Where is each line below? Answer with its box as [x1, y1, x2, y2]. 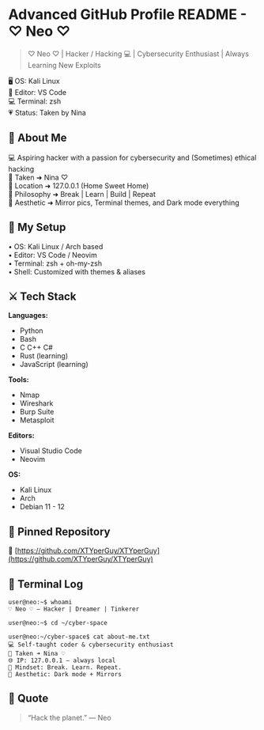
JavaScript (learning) [19, 360, 89, 369]
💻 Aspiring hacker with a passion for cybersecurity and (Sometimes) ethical [8, 153, 257, 162]
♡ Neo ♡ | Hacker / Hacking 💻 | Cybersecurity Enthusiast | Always [27, 49, 249, 59]
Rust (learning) [19, 351, 69, 361]
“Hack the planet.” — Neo [27, 713, 112, 722]
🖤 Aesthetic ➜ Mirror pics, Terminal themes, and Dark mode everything [8, 198, 239, 207]
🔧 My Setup [8, 221, 66, 234]
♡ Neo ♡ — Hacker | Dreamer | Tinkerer [8, 605, 140, 613]
